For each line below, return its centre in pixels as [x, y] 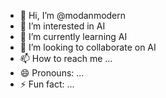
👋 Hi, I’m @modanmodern [73, 15]
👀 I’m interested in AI [62, 26]
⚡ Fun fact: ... [47, 84]
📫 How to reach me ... [66, 58]
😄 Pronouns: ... [52, 73]
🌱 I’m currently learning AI [73, 36]
